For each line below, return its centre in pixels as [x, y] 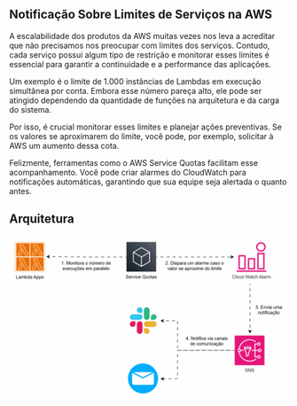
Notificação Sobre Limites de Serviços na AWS [141, 15]
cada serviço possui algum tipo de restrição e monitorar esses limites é [140, 55]
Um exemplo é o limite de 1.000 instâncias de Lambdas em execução [135, 81]
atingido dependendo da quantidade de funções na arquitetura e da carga [145, 100]
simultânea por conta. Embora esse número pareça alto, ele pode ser [136, 90]
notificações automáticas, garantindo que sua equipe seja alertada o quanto [148, 182]
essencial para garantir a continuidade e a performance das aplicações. [141, 64]
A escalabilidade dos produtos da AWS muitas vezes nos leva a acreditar [142, 35]
